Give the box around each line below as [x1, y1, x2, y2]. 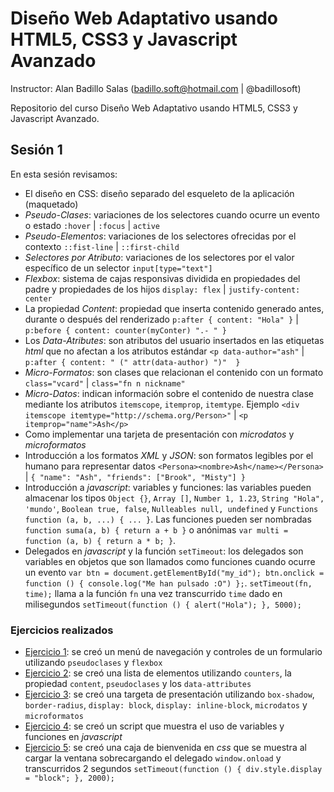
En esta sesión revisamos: [10, 168, 118, 180]
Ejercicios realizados [10, 623, 114, 637]
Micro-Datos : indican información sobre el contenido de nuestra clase [24, 387, 314, 399]
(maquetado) [24, 198, 79, 210]
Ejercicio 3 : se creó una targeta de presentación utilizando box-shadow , [24, 688, 315, 701]
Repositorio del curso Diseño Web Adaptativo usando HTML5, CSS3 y [10, 102, 298, 114]
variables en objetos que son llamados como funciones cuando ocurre [24, 555, 316, 567]
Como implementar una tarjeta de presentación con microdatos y [24, 428, 295, 440]
